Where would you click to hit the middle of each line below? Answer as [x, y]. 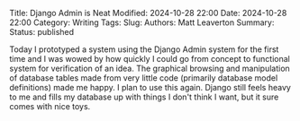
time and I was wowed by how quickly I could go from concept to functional [150, 59]
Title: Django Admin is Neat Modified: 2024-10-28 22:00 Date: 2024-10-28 [148, 13]
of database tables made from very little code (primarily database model [144, 78]
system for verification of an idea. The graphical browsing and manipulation [150, 68]
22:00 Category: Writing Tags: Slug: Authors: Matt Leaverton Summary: [142, 22]
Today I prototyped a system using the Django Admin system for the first [144, 49]
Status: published [42, 32]
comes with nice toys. [50, 106]
